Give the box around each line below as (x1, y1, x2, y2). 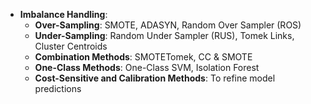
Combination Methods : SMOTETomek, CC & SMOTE (34, 51, 253, 63)
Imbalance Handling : (19, 9, 108, 20)
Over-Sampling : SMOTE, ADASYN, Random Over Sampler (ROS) (34, 19, 302, 31)
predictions (34, 83, 82, 94)
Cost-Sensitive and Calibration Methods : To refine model (34, 72, 276, 84)
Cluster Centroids (34, 40, 108, 52)
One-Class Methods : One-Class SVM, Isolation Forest (34, 62, 260, 73)
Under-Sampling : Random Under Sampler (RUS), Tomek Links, (34, 30, 295, 41)
